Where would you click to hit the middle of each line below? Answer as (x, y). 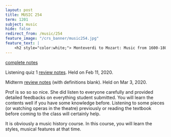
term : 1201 (17, 19)
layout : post (19, 10)
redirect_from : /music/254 (34, 34)
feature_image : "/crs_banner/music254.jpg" (52, 39)
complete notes (22, 62)
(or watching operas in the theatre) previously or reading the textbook (78, 108)
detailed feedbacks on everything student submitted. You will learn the (79, 97)
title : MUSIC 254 (24, 15)
